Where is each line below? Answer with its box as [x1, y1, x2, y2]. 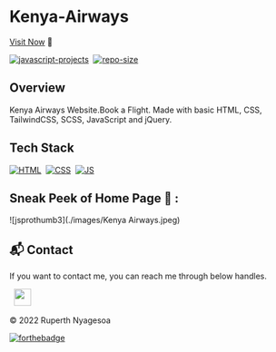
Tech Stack [9, 141, 74, 156]
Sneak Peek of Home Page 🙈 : [9, 191, 179, 206]
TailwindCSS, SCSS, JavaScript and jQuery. [9, 113, 172, 124]
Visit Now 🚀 [9, 36, 53, 47]
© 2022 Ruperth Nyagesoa [9, 315, 112, 326]
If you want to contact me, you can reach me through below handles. [9, 270, 268, 282]
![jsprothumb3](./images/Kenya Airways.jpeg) [9, 215, 181, 226]
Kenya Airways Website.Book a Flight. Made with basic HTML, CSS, [9, 104, 262, 115]
